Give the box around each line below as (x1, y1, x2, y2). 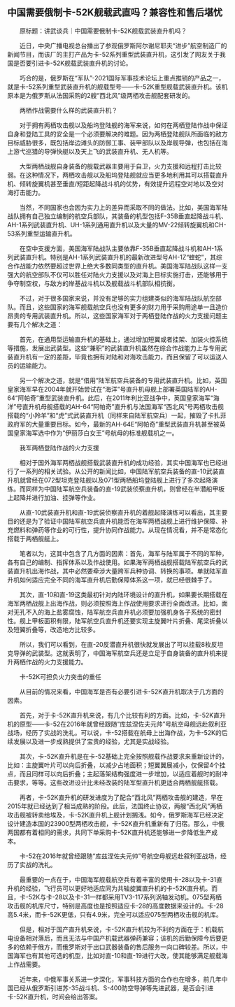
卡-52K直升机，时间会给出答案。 (7, 992, 101, 1001)
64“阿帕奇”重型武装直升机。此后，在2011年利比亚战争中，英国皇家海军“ (7, 394, 213, 402)
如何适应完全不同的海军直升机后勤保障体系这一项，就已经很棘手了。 (19, 576, 215, 584)
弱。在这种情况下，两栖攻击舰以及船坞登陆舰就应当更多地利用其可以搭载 (7, 171, 215, 179)
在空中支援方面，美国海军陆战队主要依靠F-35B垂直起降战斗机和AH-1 (19, 244, 217, 252)
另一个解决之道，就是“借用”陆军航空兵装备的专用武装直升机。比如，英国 (19, 376, 227, 385)
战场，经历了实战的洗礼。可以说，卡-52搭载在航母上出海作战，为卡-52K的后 (7, 728, 228, 736)
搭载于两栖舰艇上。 (7, 534, 63, 543)
